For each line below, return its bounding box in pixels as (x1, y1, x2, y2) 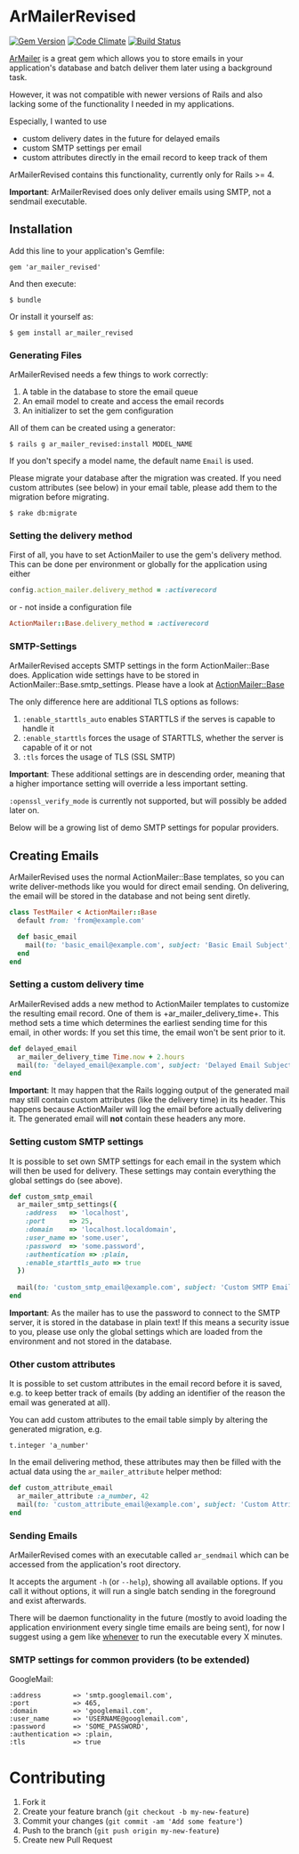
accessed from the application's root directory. (9, 1559, 182, 1570)
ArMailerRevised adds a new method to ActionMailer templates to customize (9, 998, 289, 1009)
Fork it (21, 1797, 46, 1808)
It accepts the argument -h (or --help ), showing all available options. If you (9, 1576, 283, 1587)
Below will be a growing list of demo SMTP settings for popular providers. (9, 822, 279, 833)
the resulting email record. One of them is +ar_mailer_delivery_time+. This (9, 1008, 279, 1019)
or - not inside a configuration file (9, 602, 133, 613)
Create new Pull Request (21, 1834, 113, 1845)
